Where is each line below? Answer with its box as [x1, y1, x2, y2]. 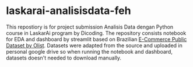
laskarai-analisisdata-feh [6, 4, 131, 17]
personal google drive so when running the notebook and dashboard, [6, 48, 173, 55]
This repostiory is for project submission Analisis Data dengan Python [6, 23, 174, 30]
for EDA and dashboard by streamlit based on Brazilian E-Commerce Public [6, 36, 187, 43]
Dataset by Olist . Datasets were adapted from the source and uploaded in [6, 42, 183, 49]
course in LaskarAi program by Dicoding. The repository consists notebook [6, 29, 187, 36]
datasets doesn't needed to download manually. [6, 54, 121, 61]
